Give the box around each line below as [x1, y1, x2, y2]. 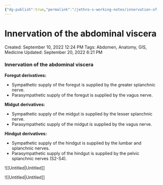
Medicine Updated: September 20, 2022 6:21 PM [4, 49, 103, 55]
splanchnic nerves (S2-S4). [11, 155, 67, 161]
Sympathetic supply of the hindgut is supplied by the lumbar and [11, 140, 142, 146]
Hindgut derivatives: [4, 131, 47, 136]
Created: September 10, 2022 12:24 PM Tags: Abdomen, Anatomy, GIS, [4, 44, 147, 50]
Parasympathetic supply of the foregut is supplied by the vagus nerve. [11, 92, 153, 98]
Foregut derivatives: [4, 72, 47, 78]
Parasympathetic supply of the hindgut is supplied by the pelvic [11, 150, 140, 156]
